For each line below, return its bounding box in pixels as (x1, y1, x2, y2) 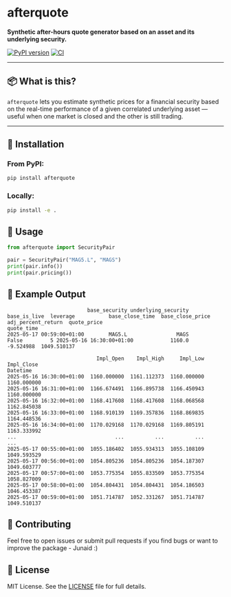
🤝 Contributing (7, 518, 71, 530)
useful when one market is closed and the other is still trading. (7, 112, 184, 120)
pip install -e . (7, 207, 57, 214)
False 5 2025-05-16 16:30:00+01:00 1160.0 (7, 336, 189, 344)
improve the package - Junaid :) (7, 544, 98, 552)
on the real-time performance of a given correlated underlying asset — (7, 105, 208, 113)
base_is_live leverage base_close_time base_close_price (7, 312, 211, 320)
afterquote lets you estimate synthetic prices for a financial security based (7, 97, 219, 105)
